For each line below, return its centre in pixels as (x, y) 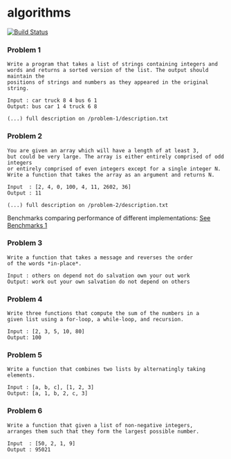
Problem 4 (25, 299)
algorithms (39, 13)
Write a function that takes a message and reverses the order (100, 258)
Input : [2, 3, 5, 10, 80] (46, 332)
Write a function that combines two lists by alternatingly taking (107, 369)
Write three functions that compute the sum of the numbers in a (103, 314)
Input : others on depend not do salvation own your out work (99, 276)
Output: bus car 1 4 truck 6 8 (52, 107)
